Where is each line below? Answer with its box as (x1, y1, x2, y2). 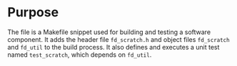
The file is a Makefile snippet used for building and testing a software (7, 28, 211, 36)
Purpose (7, 4, 59, 21)
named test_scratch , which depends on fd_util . (7, 50, 152, 59)
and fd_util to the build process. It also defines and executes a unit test (7, 43, 220, 51)
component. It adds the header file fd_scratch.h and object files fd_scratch (7, 35, 230, 43)
